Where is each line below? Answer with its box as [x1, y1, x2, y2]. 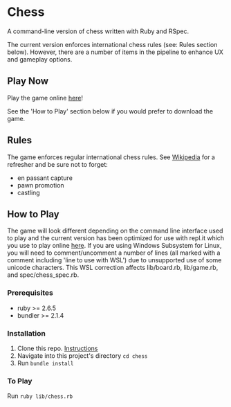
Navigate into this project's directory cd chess [17, 351, 148, 360]
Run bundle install [17, 359, 74, 367]
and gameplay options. [7, 55, 73, 63]
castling [17, 188, 40, 197]
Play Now [7, 75, 49, 87]
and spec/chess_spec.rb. [7, 271, 80, 279]
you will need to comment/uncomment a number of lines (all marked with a [7, 248, 221, 257]
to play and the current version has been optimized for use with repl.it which [7, 234, 225, 242]
